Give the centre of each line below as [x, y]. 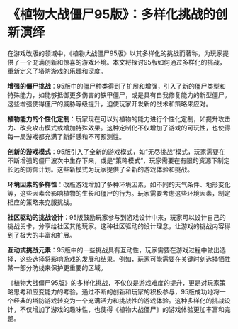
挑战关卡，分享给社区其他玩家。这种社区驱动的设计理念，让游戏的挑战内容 [116, 226]
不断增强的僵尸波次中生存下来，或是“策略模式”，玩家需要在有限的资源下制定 [119, 160]
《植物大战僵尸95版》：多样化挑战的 [112, 15]
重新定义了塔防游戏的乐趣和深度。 [57, 71]
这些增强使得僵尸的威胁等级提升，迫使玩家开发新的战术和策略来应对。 [110, 104]
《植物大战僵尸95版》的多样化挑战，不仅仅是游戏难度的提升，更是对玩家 [113, 283]
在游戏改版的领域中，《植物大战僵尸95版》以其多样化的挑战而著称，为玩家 [115, 53]
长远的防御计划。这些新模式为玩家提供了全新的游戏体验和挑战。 [100, 169]
